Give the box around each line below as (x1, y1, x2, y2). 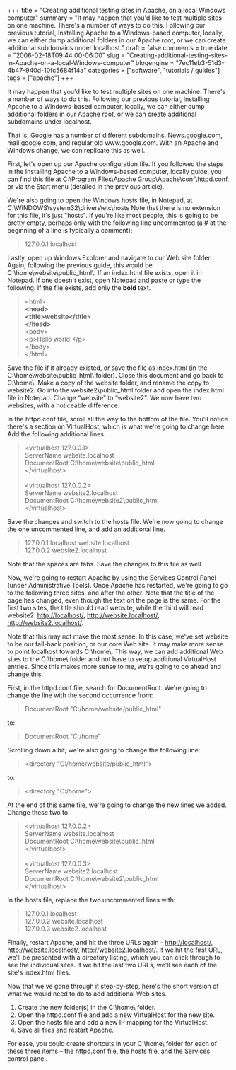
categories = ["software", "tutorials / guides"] (88, 66, 220, 74)
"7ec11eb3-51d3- (175, 59, 225, 66)
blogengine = (135, 59, 175, 66)
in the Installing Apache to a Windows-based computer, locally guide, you (7, 168, 222, 175)
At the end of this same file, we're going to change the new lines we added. (7, 801, 228, 809)
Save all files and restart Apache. (17, 1025, 114, 1034)
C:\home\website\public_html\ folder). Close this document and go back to (7, 371, 224, 379)
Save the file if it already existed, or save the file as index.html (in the (7, 364, 208, 372)
